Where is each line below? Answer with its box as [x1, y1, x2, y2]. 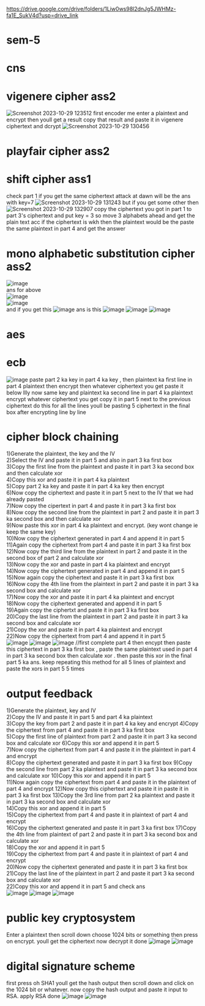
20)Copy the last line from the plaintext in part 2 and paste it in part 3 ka [6, 613, 188, 620]
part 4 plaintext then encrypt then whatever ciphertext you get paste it [6, 382, 184, 390]
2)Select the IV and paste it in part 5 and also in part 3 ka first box [6, 456, 173, 464]
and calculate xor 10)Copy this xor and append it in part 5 [6, 772, 151, 780]
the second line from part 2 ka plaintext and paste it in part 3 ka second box [6, 766, 198, 773]
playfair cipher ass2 [6, 144, 110, 158]
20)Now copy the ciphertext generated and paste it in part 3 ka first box [6, 863, 188, 870]
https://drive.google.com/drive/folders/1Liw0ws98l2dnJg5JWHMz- [6, 6, 176, 12]
